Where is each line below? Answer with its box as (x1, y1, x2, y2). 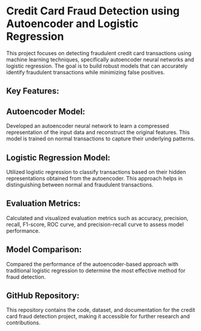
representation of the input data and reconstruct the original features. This (6, 129, 190, 136)
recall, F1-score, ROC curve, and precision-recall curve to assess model (6, 221, 184, 228)
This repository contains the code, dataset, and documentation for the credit (6, 306, 196, 314)
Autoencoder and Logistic (6, 17, 139, 31)
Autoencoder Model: (6, 106, 86, 116)
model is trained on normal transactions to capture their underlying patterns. (6, 135, 196, 142)
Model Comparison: (6, 245, 82, 255)
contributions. (6, 319, 41, 326)
